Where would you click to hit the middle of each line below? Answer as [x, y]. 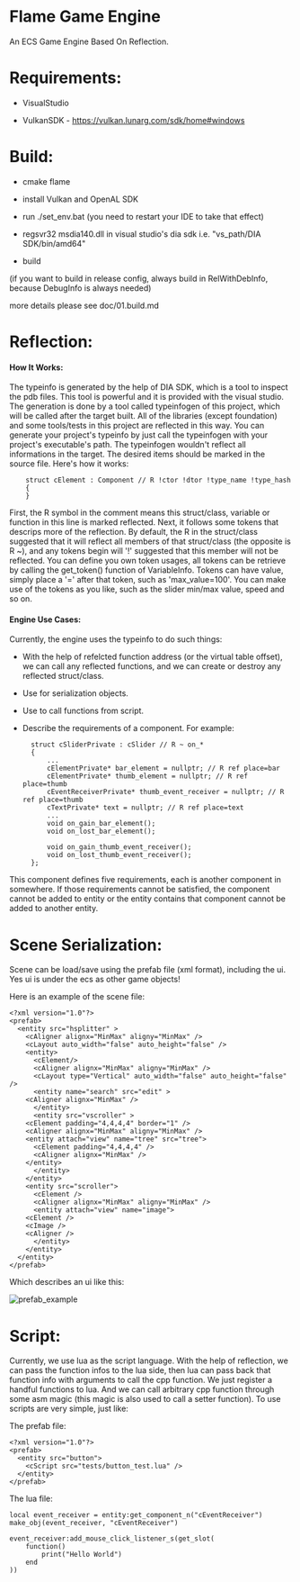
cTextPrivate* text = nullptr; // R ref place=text [145, 808]
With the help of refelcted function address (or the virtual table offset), [152, 657]
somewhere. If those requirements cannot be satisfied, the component [140, 890]
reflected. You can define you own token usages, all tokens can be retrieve [147, 561]
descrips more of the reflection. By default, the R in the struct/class [134, 532]
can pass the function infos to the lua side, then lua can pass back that [140, 1370]
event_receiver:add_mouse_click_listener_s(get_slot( [112, 1539]
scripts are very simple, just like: [69, 1409]
